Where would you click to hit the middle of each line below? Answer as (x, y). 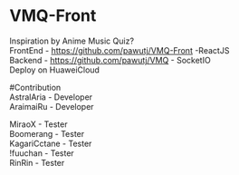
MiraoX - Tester (38, 124)
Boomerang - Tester (47, 133)
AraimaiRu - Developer (52, 106)
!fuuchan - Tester (42, 153)
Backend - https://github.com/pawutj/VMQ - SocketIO (110, 60)
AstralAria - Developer (51, 97)
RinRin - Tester (37, 162)
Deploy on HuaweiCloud (54, 70)
